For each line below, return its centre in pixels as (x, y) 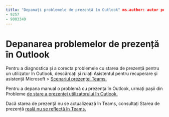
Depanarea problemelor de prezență (82, 44)
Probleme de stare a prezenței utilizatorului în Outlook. (62, 94)
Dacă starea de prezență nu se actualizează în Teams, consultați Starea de (83, 103)
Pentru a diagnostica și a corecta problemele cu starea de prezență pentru (82, 68)
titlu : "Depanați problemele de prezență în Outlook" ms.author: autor (82, 10)
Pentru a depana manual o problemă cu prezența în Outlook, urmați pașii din (84, 88)
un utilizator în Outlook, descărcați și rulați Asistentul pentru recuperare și (81, 73)
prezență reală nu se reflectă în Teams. (46, 109)
